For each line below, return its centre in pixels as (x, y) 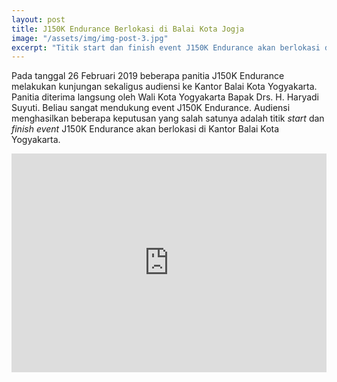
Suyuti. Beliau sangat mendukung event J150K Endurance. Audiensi (151, 108)
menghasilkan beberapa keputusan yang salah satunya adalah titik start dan (168, 118)
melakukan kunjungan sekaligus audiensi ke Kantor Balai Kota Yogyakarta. (164, 87)
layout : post (38, 19)
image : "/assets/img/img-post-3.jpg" (90, 38)
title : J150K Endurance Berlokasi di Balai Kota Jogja (128, 29)
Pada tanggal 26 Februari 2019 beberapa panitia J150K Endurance (148, 76)
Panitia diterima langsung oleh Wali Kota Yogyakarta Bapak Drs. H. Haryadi (165, 97)
